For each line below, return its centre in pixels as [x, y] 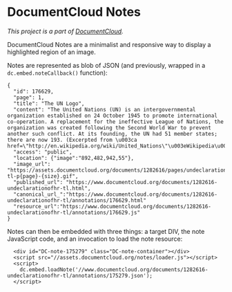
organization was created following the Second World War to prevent [109, 128]
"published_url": [38, 182]
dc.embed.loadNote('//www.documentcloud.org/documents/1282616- [114, 270]
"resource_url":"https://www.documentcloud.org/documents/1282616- [113, 206]
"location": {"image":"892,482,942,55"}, [74, 158]
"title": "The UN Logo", [49, 103]
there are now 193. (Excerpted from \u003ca [72, 140]
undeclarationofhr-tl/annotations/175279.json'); [80, 275]
